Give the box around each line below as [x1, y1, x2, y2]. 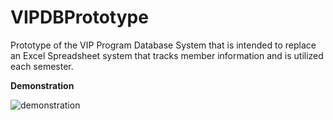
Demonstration [10, 79, 75, 91]
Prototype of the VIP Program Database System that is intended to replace [10, 39, 317, 51]
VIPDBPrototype [10, 6, 149, 29]
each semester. [10, 60, 74, 72]
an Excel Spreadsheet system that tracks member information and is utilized [10, 49, 324, 61]
